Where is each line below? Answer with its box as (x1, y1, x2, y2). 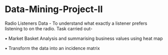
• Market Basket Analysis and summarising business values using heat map (5, 35, 163, 41)
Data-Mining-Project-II (5, 4, 103, 15)
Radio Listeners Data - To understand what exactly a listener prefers (5, 20, 148, 26)
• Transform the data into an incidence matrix (5, 45, 100, 51)
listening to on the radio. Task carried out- (5, 25, 93, 31)
